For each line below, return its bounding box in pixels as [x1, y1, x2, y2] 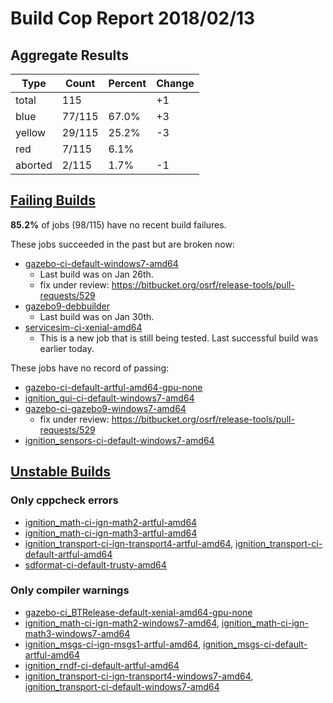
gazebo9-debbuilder [24, 300, 110, 312]
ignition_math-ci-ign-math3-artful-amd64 [24, 527, 198, 539]
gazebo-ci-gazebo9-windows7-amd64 [24, 402, 187, 414]
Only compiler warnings [10, 583, 130, 597]
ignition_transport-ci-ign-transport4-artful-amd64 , [24, 537, 234, 549]
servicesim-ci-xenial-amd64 [24, 321, 143, 333]
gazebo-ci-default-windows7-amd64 [24, 257, 179, 269]
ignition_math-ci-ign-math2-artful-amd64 [24, 516, 198, 528]
